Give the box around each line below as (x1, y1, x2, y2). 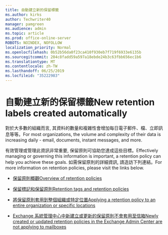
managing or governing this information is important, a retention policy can (5, 153, 161, 159)
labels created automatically (5, 108, 128, 119)
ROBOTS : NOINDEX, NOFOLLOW (5, 40, 62, 45)
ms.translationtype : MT (5, 59, 56, 64)
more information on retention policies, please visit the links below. (5, 165, 144, 171)
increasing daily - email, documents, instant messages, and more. (5, 137, 143, 143)
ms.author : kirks (5, 12, 42, 17)
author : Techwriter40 (5, 17, 51, 22)
